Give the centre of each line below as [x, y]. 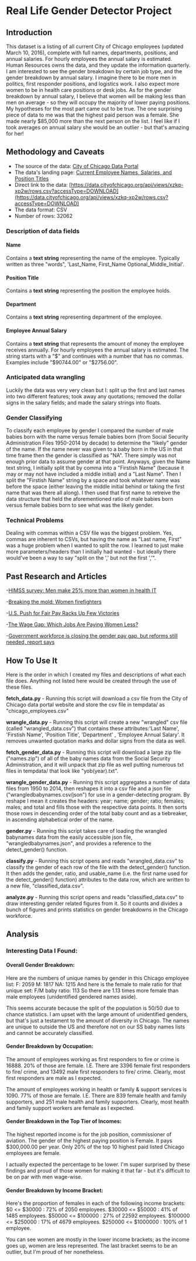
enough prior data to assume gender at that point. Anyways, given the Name [98, 462]
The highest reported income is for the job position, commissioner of [89, 1134]
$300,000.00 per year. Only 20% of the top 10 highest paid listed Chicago [95, 1147]
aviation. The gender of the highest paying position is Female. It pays [89, 1140]
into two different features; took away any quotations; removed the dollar [94, 396]
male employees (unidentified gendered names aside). [72, 996]
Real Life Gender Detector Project [89, 11]
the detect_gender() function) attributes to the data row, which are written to [98, 880]
